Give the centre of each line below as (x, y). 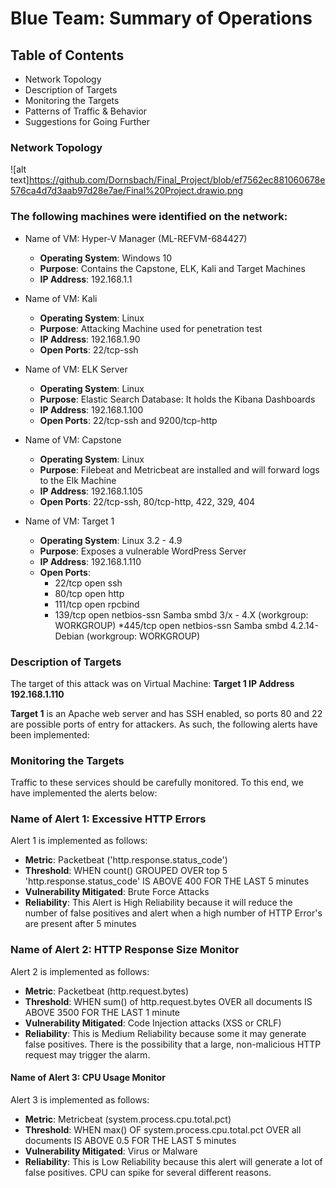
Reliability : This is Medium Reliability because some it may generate (165, 1033)
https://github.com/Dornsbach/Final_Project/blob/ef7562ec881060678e (177, 180)
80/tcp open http (89, 593)
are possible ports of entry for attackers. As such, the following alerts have (164, 724)
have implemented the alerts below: (84, 793)
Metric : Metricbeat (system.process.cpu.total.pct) (128, 1119)
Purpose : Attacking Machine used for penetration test (151, 328)
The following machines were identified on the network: (149, 217)
